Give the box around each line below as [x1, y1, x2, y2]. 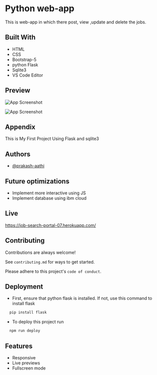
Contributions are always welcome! [5, 250, 76, 255]
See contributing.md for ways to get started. [5, 259, 95, 265]
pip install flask [9, 310, 47, 315]
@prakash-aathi [12, 163, 45, 169]
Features [5, 342, 33, 350]
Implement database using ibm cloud [12, 195, 87, 201]
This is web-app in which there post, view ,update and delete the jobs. [5, 19, 146, 25]
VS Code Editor [12, 72, 43, 78]
